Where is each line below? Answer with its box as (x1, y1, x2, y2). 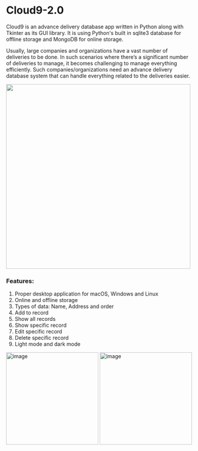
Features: (6, 277, 34, 285)
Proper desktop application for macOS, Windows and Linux (14, 290, 159, 297)
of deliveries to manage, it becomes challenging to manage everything (6, 60, 177, 67)
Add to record (14, 309, 49, 316)
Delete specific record (14, 335, 69, 342)
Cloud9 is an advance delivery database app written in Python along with (6, 23, 184, 30)
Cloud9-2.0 (6, 4, 64, 17)
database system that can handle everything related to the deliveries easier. (6, 72, 190, 79)
